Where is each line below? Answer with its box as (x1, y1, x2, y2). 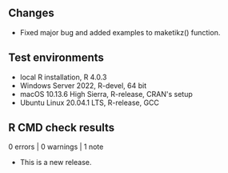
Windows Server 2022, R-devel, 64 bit (19, 80, 147, 91)
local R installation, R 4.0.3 (19, 72, 107, 82)
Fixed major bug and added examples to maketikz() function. (19, 27, 221, 37)
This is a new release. (19, 158, 92, 167)
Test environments (8, 51, 104, 65)
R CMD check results (8, 121, 115, 135)
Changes (8, 6, 54, 20)
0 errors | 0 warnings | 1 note (8, 142, 104, 151)
